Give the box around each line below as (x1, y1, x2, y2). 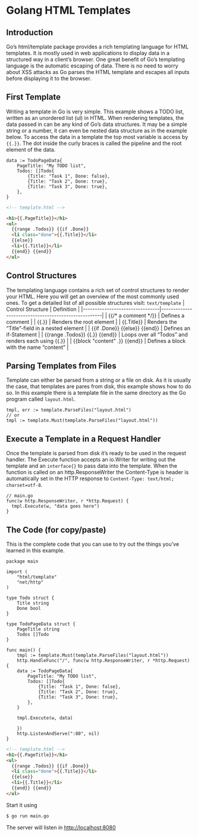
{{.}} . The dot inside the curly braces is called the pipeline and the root (6, 140, 182, 147)
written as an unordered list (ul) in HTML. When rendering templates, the (6, 114, 184, 121)
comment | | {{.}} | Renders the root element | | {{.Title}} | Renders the (6, 318, 177, 325)
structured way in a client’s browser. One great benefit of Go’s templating (6, 56, 186, 63)
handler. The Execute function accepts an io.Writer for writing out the (6, 456, 176, 463)
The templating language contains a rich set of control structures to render (6, 286, 189, 294)
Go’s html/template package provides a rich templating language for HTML (6, 43, 189, 50)
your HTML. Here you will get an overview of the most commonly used (6, 293, 180, 300)
